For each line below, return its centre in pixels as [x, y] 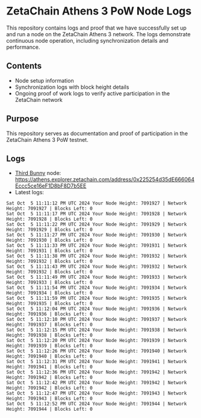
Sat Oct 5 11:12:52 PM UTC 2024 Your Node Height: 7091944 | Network [97, 404]
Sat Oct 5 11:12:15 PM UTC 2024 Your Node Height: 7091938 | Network [97, 330]
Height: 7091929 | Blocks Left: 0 [50, 230]
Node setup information [44, 80]
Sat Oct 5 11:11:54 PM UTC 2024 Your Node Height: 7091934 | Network [97, 288]
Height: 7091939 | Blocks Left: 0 [50, 346]
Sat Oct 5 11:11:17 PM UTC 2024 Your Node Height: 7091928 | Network [97, 214]
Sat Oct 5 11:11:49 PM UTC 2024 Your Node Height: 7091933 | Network [97, 277]
